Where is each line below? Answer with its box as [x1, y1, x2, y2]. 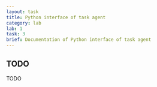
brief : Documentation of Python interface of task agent [6, 37, 152, 43]
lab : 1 [6, 25, 23, 32]
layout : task [6, 8, 39, 15]
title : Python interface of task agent [6, 14, 106, 20]
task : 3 [6, 31, 26, 37]
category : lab [6, 20, 42, 26]
